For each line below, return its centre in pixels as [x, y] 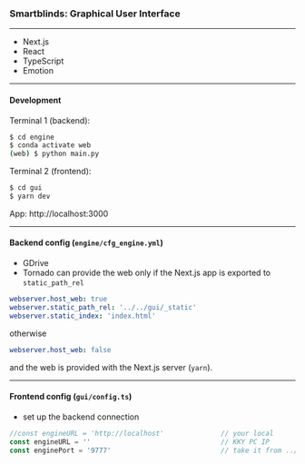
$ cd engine [32, 137]
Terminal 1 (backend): [50, 120]
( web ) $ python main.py [54, 154]
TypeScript [43, 61]
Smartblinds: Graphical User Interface [95, 14]
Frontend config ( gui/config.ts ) [71, 397]
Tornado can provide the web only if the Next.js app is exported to [146, 273]
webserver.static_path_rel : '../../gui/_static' [103, 307]
